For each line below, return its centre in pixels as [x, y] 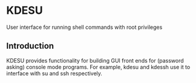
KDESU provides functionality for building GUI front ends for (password [95, 60]
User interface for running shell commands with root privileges [84, 27]
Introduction [30, 46]
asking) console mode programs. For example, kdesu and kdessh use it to [98, 67]
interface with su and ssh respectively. [54, 73]
